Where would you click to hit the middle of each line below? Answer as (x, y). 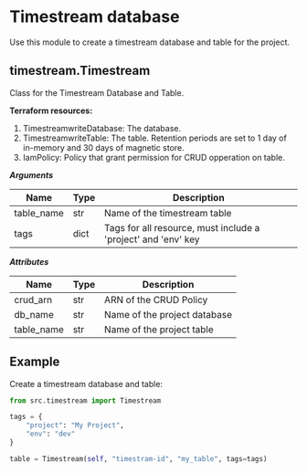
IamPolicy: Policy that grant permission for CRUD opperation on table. (154, 157)
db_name (34, 314)
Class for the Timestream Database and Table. (97, 92)
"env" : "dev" (51, 434)
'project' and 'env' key (152, 239)
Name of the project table (159, 329)
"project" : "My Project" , (75, 426)
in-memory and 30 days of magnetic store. (103, 147)
